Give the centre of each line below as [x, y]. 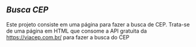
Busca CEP [27, 10]
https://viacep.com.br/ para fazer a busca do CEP [68, 37]
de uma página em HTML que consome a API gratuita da [77, 31]
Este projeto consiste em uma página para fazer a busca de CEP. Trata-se [98, 24]
